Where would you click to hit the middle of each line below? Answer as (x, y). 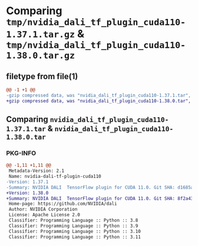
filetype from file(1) (42, 76)
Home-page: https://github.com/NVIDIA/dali (63, 204)
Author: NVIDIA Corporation (43, 209)
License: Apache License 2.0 (44, 215)
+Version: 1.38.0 (27, 193)
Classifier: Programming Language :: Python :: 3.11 (75, 237)
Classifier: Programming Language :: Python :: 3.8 (73, 221)
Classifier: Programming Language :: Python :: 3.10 (75, 231)
